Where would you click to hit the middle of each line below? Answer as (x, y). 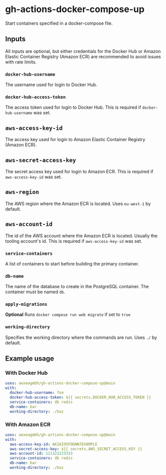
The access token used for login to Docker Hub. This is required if (73, 107)
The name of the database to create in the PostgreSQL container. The (77, 287)
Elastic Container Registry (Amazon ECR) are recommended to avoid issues (83, 56)
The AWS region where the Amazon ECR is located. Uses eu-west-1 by (78, 203)
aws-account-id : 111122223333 (41, 454)
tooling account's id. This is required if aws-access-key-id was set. (74, 241)
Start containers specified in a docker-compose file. (59, 23)
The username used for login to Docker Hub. (51, 85)
